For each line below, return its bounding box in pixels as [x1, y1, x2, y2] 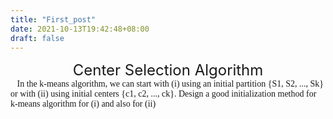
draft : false [10, 33, 65, 43]
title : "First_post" [10, 14, 97, 25]
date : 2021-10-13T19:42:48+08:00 [10, 24, 150, 34]
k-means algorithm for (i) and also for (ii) [10, 99, 157, 110]
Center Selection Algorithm [72, 61, 264, 80]
